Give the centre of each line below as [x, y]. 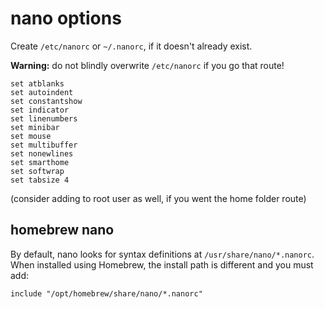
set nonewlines [42, 153]
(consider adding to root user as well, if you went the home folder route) [158, 198]
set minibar [35, 127]
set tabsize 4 [40, 180]
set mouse [31, 136]
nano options [66, 18]
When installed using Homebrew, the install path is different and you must [162, 264]
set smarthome [40, 162]
